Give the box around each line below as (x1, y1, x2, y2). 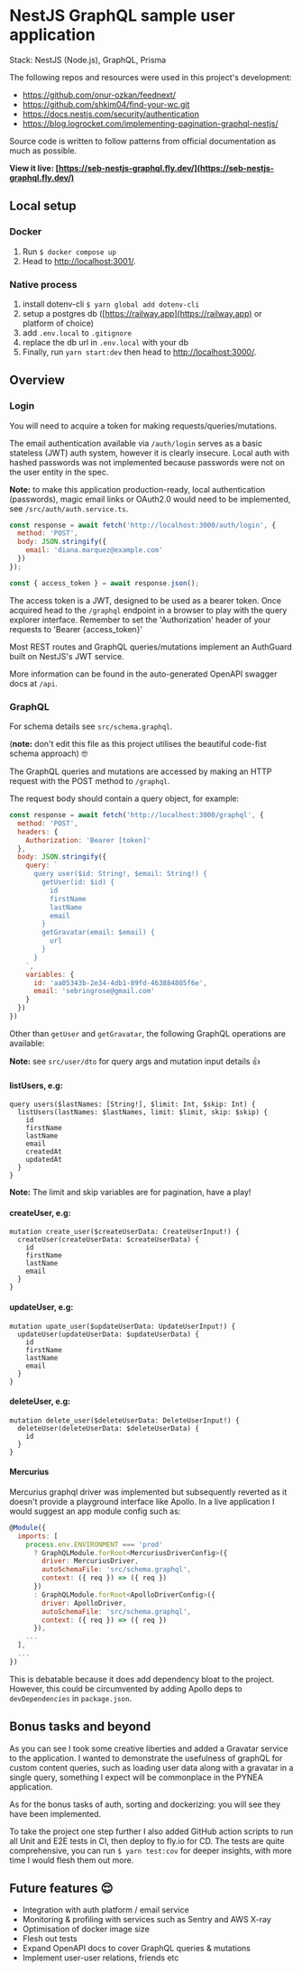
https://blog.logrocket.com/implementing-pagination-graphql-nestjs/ (22, 118, 279, 129)
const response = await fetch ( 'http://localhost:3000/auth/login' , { (9, 521, 277, 530)
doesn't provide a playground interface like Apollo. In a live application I (9, 1496, 275, 1507)
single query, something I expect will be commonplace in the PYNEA (9, 1772, 263, 1783)
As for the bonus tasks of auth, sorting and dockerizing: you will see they (9, 1799, 281, 1810)
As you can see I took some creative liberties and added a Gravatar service (9, 1743, 288, 1754)
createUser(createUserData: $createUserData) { (17, 1235, 200, 1245)
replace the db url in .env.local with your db (22, 336, 189, 347)
